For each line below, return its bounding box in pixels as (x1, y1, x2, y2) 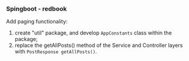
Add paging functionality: (6, 18, 68, 25)
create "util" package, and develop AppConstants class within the (14, 29, 172, 36)
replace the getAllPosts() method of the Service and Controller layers (14, 42, 183, 49)
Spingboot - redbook (6, 5, 67, 13)
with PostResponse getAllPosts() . (14, 48, 97, 55)
